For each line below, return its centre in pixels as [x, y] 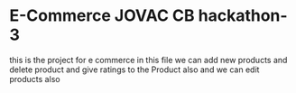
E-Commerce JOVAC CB [102, 16]
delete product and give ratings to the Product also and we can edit [134, 70]
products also [35, 79]
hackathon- [243, 16]
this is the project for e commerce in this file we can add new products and [148, 60]
